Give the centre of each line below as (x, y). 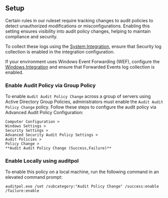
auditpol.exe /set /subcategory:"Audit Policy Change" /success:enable (82, 186)
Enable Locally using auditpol (42, 161)
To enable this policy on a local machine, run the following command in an (82, 172)
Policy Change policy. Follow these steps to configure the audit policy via (81, 107)
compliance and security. (32, 36)
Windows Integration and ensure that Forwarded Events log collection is (80, 67)
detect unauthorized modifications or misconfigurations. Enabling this (78, 26)
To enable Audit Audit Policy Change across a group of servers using (78, 96)
